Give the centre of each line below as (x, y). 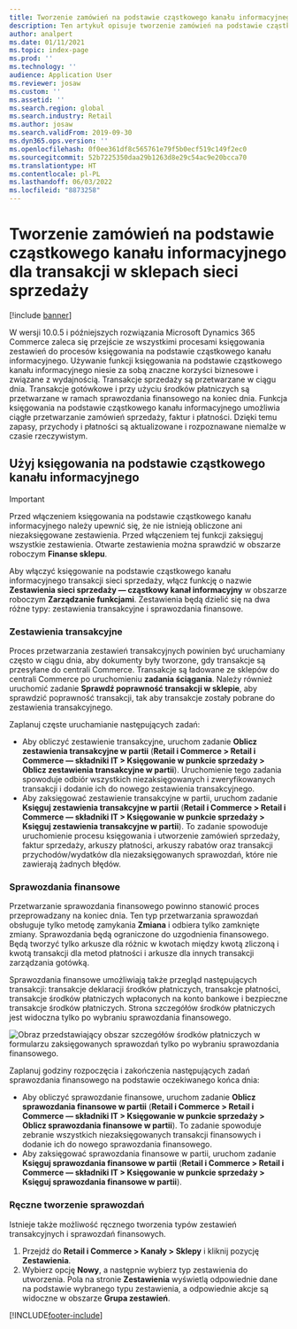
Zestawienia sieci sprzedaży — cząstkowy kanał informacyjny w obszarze (148, 589)
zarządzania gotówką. (49, 963)
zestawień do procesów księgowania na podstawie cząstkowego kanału (140, 351)
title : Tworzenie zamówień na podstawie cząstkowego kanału (122, 17)
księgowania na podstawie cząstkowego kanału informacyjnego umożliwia (145, 408)
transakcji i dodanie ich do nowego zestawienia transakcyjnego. (138, 789)
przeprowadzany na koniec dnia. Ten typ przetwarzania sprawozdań (134, 916)
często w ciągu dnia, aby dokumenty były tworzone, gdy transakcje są (137, 660)
